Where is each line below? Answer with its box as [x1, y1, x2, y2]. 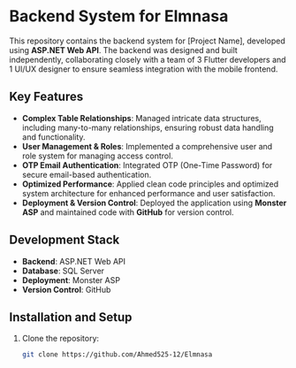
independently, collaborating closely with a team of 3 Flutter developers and [9, 54, 286, 65]
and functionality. [21, 131, 86, 142]
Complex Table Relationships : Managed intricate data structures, [21, 112, 262, 123]
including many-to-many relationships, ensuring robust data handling [21, 122, 274, 133]
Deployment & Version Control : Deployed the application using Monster [21, 197, 287, 208]
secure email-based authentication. [21, 169, 152, 180]
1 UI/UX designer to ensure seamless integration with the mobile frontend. [9, 64, 278, 74]
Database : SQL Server [21, 265, 104, 276]
